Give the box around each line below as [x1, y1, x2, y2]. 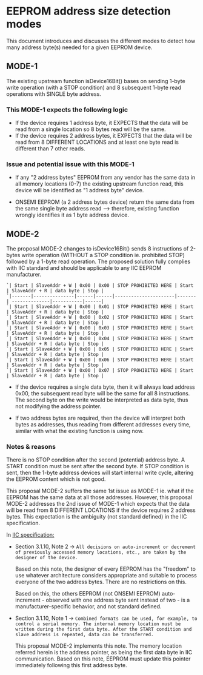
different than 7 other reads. [15, 145, 85, 152]
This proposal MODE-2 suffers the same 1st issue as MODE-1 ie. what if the [6, 487, 194, 495]
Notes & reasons [6, 443, 56, 451]
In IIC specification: [6, 531, 55, 539]
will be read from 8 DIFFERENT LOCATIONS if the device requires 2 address [6, 506, 196, 514]
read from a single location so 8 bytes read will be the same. [15, 126, 166, 133]
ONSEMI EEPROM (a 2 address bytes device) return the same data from [15, 198, 195, 206]
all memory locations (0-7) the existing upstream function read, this [15, 180, 184, 187]
